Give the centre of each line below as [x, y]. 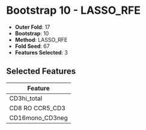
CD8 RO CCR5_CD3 [38, 108]
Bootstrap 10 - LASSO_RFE [74, 10]
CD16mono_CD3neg [38, 117]
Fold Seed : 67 [32, 46]
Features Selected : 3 [41, 52]
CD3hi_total [26, 98]
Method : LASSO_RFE [41, 40]
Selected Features [41, 72]
